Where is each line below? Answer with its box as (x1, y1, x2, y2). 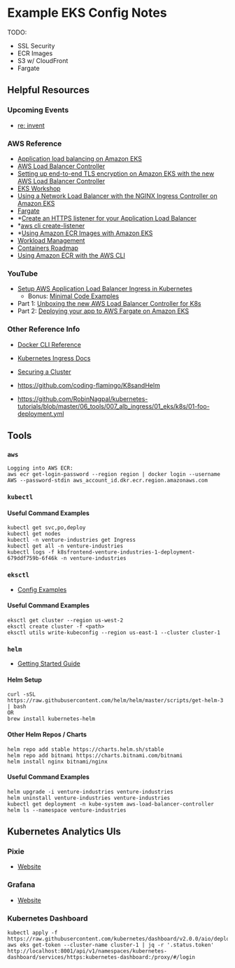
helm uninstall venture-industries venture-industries (7, 794, 171, 801)
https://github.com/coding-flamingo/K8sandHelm (17, 381, 161, 389)
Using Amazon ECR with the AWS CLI (17, 251, 126, 260)
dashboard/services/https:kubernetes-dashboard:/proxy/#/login (7, 954, 196, 961)
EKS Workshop (17, 184, 61, 192)
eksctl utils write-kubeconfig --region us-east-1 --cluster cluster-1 (7, 629, 220, 636)
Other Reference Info (7, 324, 80, 334)
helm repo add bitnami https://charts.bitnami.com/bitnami (7, 752, 183, 759)
